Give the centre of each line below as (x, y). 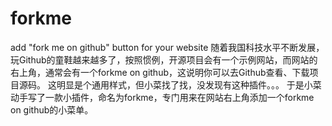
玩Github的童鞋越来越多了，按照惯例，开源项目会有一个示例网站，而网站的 (164, 59)
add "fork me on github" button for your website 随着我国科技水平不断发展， (167, 47)
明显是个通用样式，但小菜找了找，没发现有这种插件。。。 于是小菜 (189, 84)
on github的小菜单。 (52, 109)
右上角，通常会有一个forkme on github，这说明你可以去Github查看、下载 (160, 72)
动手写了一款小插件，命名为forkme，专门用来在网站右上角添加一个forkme (162, 97)
